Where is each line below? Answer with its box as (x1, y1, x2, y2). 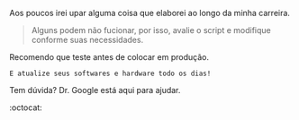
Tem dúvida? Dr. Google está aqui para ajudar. (9, 85, 181, 95)
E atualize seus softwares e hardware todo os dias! (9, 69, 212, 78)
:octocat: (9, 102, 42, 113)
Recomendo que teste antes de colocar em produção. (9, 52, 210, 62)
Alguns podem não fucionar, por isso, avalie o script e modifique (31, 25, 272, 35)
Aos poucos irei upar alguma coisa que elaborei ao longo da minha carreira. (9, 8, 291, 18)
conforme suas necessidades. (31, 35, 144, 45)
